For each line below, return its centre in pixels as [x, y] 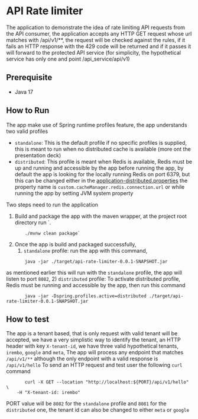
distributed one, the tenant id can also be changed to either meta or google [98, 410]
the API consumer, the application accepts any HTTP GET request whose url [99, 33]
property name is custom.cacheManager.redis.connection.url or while [100, 187]
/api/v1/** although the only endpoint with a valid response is [82, 359]
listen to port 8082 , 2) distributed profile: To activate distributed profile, [93, 279]
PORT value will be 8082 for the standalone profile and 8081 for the [86, 404]
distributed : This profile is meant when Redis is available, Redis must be [103, 161]
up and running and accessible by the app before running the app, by [99, 168]
